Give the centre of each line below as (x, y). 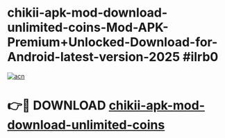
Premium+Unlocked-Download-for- (112, 42)
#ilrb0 (201, 57)
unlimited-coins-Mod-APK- (88, 27)
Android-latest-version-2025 (94, 57)
